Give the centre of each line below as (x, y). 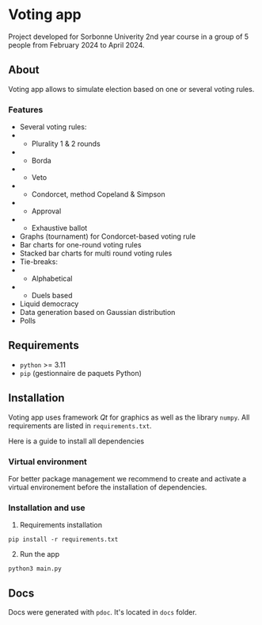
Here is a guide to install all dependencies (76, 441)
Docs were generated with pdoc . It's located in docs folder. (103, 612)
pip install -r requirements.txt (63, 540)
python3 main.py (35, 569)
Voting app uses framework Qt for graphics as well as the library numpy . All (129, 417)
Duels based (52, 296)
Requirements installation (61, 525)
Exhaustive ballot (59, 228)
